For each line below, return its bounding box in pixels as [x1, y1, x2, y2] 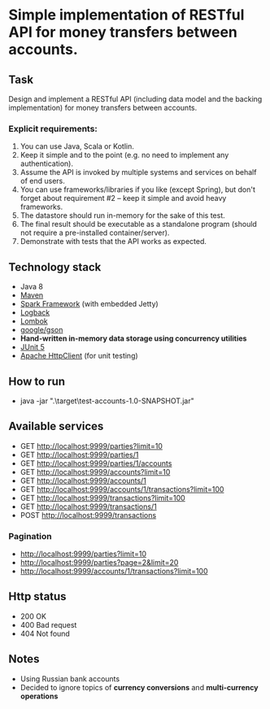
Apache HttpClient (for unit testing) [20, 351, 138, 361]
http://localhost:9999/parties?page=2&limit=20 [20, 558, 179, 568]
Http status [8, 589, 67, 603]
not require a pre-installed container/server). [20, 228, 170, 237]
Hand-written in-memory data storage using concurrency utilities [20, 333, 247, 343]
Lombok [20, 316, 49, 326]
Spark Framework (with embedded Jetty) [20, 299, 159, 309]
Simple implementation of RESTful [8, 6, 245, 24]
